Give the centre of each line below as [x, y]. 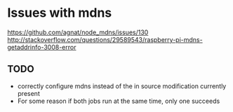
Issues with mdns [60, 13]
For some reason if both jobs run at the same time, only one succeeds [119, 101]
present [28, 93]
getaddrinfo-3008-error [42, 47]
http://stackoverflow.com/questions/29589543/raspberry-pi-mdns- [105, 39]
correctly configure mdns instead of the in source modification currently [122, 86]
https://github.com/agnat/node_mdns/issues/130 [78, 32]
